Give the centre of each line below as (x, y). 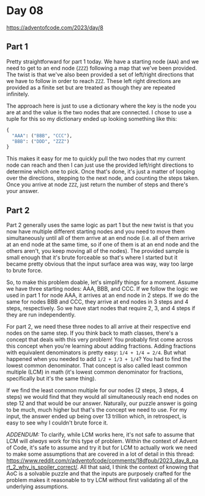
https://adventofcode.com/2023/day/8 (55, 27)
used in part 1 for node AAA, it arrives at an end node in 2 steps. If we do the (103, 295)
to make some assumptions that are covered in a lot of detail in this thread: (100, 454)
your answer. (23, 191)
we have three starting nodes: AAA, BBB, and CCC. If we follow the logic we (102, 289)
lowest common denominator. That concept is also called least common (97, 366)
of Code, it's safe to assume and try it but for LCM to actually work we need (102, 448)
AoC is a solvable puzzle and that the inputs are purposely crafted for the (99, 473)
